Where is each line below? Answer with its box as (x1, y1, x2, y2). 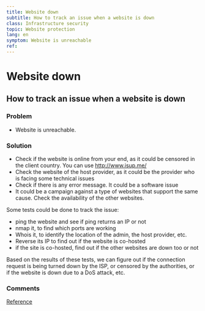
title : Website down (6, 9, 59, 15)
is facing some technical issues (15, 175, 95, 182)
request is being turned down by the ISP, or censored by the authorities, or (6, 263, 195, 270)
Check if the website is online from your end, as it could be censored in (15, 155, 195, 163)
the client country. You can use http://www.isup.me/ (15, 162, 147, 169)
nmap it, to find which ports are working (15, 225, 116, 232)
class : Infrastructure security (6, 20, 89, 26)
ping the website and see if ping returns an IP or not (15, 218, 147, 225)
